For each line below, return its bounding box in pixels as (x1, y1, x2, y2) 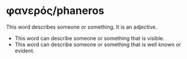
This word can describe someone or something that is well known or (14, 41, 182, 48)
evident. (14, 47, 35, 54)
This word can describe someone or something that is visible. (14, 34, 165, 41)
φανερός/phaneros (6, 4, 104, 18)
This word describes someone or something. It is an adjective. (6, 23, 158, 30)
